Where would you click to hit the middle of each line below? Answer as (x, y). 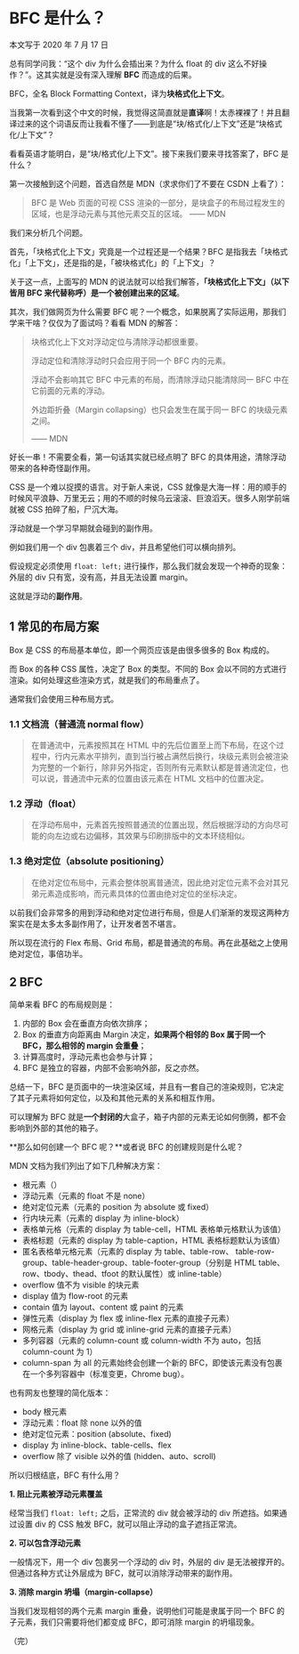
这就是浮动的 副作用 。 (48, 596)
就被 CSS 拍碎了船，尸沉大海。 (66, 509)
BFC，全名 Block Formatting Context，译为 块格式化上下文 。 (119, 93)
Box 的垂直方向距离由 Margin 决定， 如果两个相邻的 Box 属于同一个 (144, 1034)
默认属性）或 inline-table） (178, 1274)
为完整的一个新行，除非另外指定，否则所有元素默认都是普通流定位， (156, 767)
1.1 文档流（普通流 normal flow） (79, 724)
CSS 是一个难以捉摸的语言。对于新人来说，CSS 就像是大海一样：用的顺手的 (148, 487)
